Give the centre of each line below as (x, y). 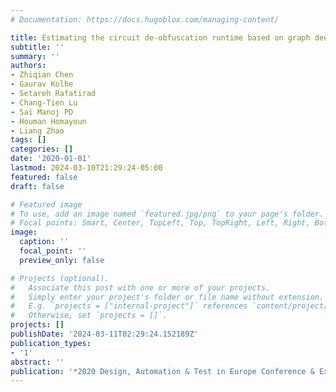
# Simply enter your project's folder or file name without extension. (167, 297)
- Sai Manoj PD (42, 112)
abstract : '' (37, 362)
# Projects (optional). (60, 278)
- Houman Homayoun (48, 121)
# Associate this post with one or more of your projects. (140, 287)
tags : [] (28, 140)
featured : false (44, 177)
